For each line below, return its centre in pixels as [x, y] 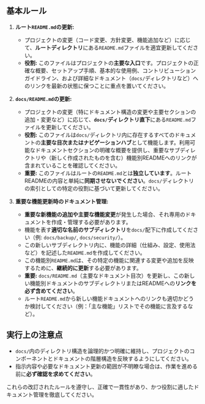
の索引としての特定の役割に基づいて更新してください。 [94, 188]
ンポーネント [31, 358]
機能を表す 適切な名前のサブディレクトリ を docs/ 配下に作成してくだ [109, 230]
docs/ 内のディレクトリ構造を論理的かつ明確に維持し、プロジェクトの [102, 351]
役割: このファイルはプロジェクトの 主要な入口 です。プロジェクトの [109, 62]
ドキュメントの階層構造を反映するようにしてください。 [122, 358]
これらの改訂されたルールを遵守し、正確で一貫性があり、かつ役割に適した [100, 387]
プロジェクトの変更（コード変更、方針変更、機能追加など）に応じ [107, 40]
